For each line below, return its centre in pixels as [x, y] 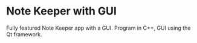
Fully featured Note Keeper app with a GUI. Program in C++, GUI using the [98, 28]
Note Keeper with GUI [61, 11]
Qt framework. [24, 34]
